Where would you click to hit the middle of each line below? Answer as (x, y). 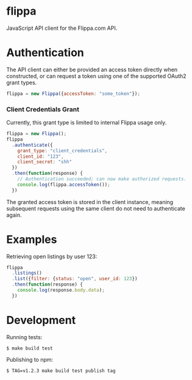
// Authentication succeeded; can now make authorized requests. (102, 179)
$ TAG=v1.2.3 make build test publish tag (61, 371)
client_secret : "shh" (44, 162)
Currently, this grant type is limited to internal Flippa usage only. (87, 122)
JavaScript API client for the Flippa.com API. (62, 28)
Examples (32, 239)
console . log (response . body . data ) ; (61, 290)
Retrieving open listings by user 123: (52, 256)
